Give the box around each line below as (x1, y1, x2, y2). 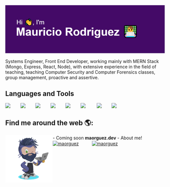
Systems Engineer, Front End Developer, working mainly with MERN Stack (5, 58, 159, 65)
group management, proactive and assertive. (5, 75, 99, 81)
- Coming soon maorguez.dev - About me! (53, 135, 143, 141)
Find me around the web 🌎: (5, 119, 94, 128)
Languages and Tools (5, 89, 74, 98)
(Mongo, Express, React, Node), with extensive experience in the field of (5, 64, 157, 70)
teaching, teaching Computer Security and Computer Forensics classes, (5, 69, 156, 75)
